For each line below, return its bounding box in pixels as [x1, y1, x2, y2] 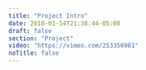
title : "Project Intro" [8, 11, 89, 20]
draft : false [8, 27, 52, 35]
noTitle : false [8, 49, 60, 57]
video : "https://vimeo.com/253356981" [8, 42, 139, 50]
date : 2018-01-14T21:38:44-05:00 [8, 19, 121, 27]
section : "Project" [8, 34, 74, 43]
